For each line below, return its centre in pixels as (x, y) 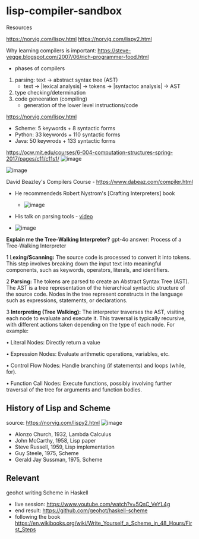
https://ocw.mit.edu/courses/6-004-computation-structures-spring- (90, 152)
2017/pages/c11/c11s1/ (33, 158)
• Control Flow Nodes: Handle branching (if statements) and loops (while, (96, 365)
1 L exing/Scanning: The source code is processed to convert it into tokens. (99, 257)
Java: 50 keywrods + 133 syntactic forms (65, 140)
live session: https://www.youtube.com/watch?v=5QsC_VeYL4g (92, 504)
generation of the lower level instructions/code (81, 105)
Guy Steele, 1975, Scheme (47, 453)
